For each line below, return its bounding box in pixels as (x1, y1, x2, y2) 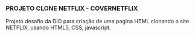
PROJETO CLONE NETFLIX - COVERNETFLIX (5, 4, 138, 13)
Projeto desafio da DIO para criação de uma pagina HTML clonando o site (5, 18, 190, 25)
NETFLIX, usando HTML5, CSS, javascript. (5, 24, 111, 31)
